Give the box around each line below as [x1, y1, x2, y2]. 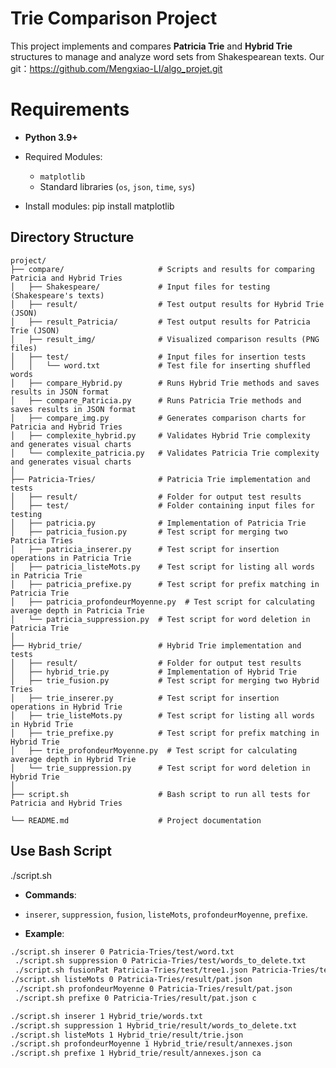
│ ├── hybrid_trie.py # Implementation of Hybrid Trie [10, 667, 298, 677]
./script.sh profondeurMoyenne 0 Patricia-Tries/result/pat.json [14, 984, 293, 994]
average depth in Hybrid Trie [10, 754, 137, 764]
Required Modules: [24, 150, 103, 162]
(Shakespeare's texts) [10, 290, 105, 301]
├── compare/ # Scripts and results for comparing [10, 264, 315, 274]
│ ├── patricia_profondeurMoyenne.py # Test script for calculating [10, 597, 315, 607]
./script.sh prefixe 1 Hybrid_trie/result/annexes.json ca [10, 1048, 262, 1059]
